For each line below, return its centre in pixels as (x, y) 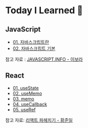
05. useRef (24, 110)
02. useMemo (27, 93)
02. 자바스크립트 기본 (34, 48)
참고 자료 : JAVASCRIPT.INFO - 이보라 (44, 59)
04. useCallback (30, 104)
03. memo (24, 98)
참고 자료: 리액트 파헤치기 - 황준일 (39, 120)
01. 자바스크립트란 (31, 42)
